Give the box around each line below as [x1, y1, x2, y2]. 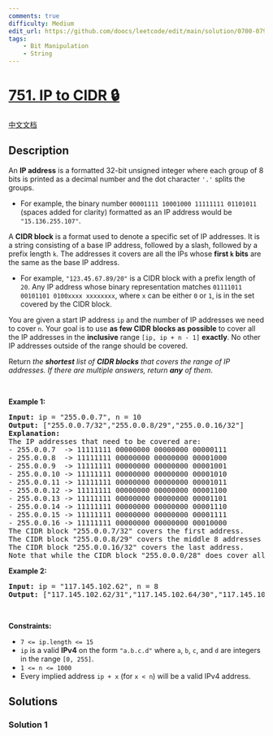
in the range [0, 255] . [19, 654, 94, 664]
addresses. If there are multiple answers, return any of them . [8, 365, 213, 375]
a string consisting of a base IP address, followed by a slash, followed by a [8, 240, 258, 250]
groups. [8, 182, 35, 192]
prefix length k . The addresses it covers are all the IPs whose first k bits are [8, 249, 262, 259]
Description [8, 144, 69, 158]
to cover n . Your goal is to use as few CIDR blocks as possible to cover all [8, 323, 256, 333]
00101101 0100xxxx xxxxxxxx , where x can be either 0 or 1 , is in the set [19, 290, 255, 300]
